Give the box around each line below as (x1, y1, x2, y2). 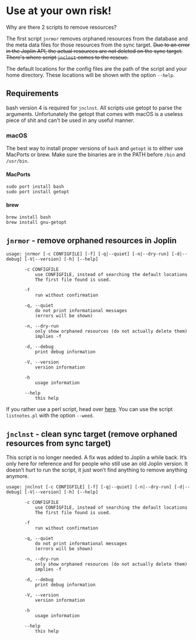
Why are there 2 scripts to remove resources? (6, 24, 117, 31)
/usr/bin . (6, 157, 29, 164)
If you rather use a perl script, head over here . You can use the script (6, 406, 173, 413)
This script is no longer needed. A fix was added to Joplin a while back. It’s (6, 454, 187, 461)
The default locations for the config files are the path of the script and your (6, 65, 187, 72)
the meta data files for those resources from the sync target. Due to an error (6, 41, 190, 48)
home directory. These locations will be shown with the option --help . (6, 71, 175, 78)
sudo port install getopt (6, 189, 69, 195)
